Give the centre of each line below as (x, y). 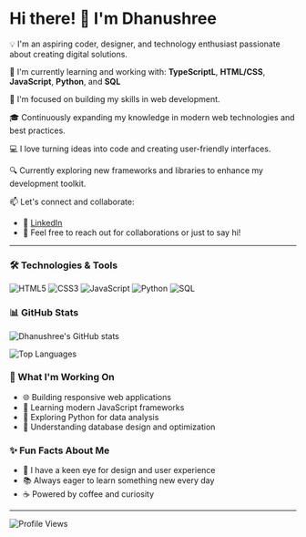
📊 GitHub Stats (44, 313)
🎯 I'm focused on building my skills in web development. (115, 98)
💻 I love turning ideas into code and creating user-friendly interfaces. (140, 149)
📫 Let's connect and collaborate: (72, 201)
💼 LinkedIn (42, 222)
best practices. (37, 130)
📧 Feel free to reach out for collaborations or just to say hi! (132, 232)
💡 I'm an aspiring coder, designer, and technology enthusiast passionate (145, 44)
